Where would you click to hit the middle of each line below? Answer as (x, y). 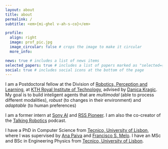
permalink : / (19, 19)
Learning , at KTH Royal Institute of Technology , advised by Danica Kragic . (81, 90)
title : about (19, 15)
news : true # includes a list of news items (52, 61)
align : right (23, 38)
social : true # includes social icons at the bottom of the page (74, 70)
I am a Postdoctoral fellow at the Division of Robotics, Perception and (76, 84)
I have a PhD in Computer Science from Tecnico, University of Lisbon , (77, 130)
